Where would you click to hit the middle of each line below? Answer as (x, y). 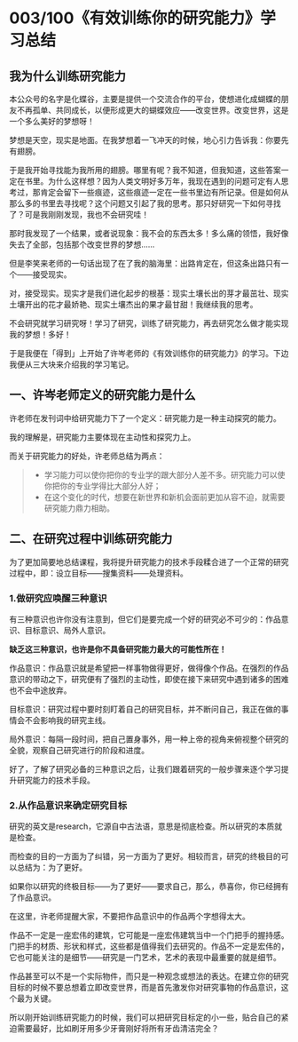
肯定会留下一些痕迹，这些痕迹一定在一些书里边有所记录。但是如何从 (164, 192)
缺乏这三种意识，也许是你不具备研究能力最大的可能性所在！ (118, 648)
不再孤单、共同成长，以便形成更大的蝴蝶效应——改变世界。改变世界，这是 (153, 110)
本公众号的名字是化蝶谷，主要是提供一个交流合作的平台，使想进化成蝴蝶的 (145, 99)
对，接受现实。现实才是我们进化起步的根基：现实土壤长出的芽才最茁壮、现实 (149, 293)
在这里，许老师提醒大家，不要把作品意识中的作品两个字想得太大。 (129, 917)
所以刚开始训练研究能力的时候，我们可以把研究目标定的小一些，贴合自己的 (145, 1017)
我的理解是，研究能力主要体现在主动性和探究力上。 (102, 437)
